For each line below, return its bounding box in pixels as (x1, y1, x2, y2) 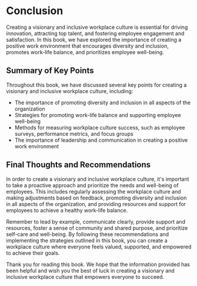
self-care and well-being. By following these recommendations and (6, 231, 169, 238)
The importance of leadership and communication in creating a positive (14, 137, 188, 144)
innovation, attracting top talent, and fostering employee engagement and (6, 29, 185, 36)
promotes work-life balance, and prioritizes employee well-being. (6, 48, 165, 55)
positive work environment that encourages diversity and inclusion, (6, 42, 169, 49)
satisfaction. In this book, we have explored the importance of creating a (6, 36, 182, 43)
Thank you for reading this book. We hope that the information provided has (6, 261, 190, 268)
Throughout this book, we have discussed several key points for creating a (6, 81, 187, 88)
